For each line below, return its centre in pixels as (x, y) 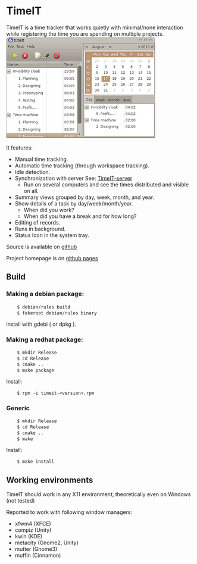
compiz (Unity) (33, 530)
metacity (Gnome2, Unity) (46, 543)
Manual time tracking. (41, 159)
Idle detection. (32, 172)
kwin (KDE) (29, 537)
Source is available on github (42, 247)
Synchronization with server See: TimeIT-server (74, 178)
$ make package (36, 370)
